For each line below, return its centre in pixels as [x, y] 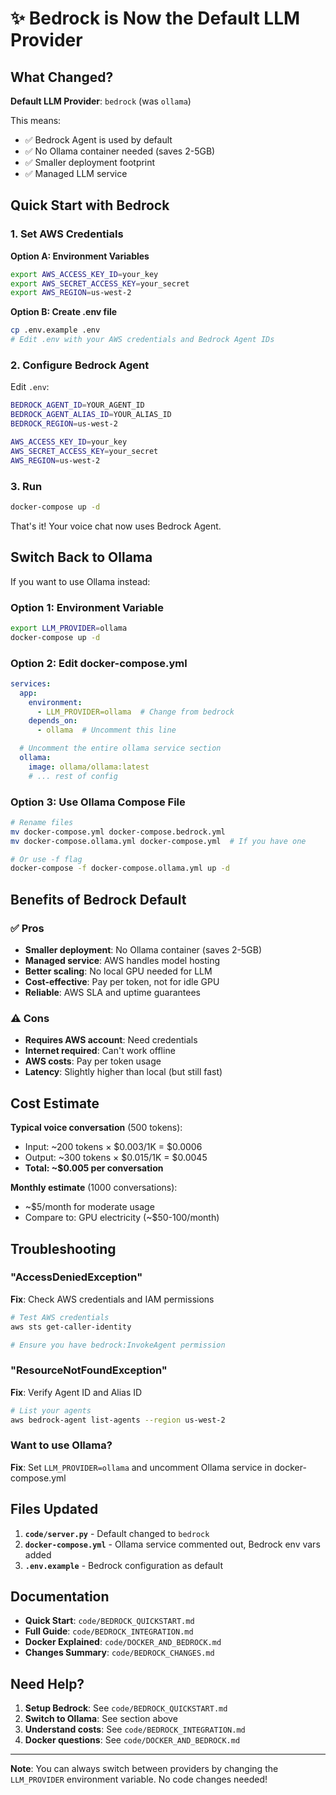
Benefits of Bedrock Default [98, 899]
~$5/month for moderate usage [89, 1207]
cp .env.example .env [55, 330]
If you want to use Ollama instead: [80, 581]
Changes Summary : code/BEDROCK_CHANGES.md [119, 1653]
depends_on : [53, 721]
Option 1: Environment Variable [87, 607]
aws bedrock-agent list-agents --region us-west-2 [118, 1420]
